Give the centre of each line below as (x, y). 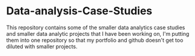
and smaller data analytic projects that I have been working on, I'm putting (98, 33)
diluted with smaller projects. (42, 46)
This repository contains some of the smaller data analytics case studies (96, 27)
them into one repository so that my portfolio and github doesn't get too (95, 40)
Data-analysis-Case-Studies (79, 11)
